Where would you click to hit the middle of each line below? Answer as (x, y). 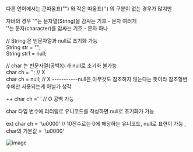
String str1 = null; (26, 53)
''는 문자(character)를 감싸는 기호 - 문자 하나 (57, 28)
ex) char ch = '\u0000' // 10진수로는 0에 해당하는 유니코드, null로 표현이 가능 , (96, 124)
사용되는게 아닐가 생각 (46, 86)
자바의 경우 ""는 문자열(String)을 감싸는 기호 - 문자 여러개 (71, 21)
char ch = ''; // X (26, 72)
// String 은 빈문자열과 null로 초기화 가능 (52, 41)
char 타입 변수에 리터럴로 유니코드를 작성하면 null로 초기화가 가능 (80, 111)
